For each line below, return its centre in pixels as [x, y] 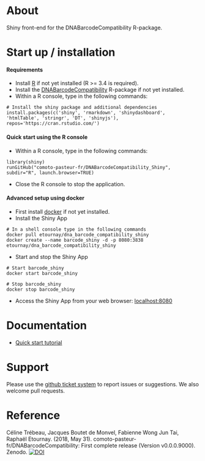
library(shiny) [26, 162]
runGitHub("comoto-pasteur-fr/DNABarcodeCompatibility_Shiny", [89, 167]
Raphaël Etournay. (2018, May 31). [49, 439]
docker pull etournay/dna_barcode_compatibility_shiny [78, 234]
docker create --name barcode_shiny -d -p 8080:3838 [75, 240]
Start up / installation [61, 52]
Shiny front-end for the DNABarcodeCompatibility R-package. [84, 28]
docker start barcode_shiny [42, 273]
